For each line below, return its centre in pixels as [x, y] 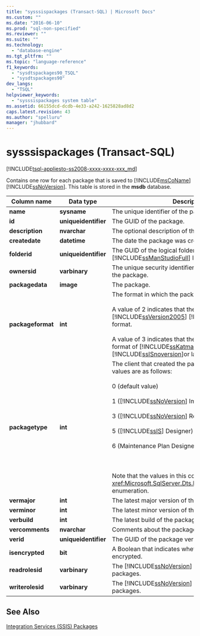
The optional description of [150, 231]
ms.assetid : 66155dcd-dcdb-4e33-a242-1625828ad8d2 [70, 106]
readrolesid [26, 570]
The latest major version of [149, 500]
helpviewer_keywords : [33, 95]
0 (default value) [135, 386]
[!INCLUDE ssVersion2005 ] [150, 317]
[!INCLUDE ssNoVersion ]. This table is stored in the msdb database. [89, 187]
